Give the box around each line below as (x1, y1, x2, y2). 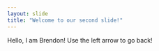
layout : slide (7, 10, 49, 17)
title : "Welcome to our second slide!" (7, 17, 123, 24)
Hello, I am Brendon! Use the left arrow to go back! (7, 36, 153, 44)
